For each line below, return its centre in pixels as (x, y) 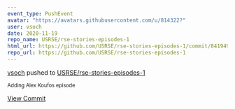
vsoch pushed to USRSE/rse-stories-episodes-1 (76, 72)
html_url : (22, 46)
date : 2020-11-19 (33, 33)
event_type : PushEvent (40, 14)
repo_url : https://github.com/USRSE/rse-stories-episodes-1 (97, 53)
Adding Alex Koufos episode (41, 85)
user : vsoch (24, 27)
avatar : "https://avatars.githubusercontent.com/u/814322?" (97, 20)
